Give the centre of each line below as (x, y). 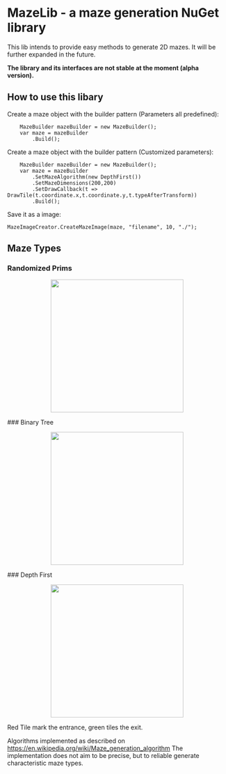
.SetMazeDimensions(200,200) (74, 183)
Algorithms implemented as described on (66, 741)
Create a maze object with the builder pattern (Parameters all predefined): (113, 114)
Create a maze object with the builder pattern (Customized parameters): (111, 152)
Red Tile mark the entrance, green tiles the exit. (75, 727)
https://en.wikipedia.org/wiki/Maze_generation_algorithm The (95, 748)
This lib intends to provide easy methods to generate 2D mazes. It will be (112, 47)
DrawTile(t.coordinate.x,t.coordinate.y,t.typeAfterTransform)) (102, 195)
